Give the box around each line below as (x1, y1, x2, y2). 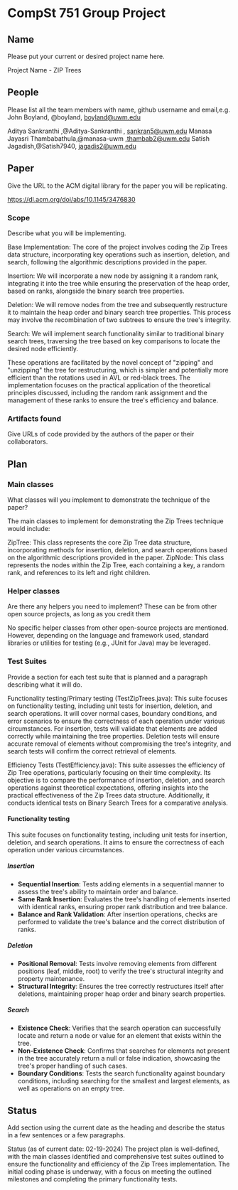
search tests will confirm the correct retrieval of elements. (7, 746, 177, 755)
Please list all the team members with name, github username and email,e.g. (7, 105, 231, 114)
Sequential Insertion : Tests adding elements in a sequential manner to (17, 879, 225, 888)
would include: (7, 524, 50, 532)
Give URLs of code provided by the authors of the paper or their (7, 430, 195, 439)
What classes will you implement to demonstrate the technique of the (7, 495, 210, 504)
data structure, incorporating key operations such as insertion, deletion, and (7, 250, 230, 259)
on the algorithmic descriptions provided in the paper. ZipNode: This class (7, 553, 225, 562)
